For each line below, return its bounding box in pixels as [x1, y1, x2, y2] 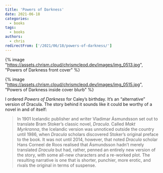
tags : [5, 25, 16, 30]
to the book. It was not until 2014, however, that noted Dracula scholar [17, 137, 158, 142]
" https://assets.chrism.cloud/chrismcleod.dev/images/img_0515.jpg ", [5, 81, 143, 87]
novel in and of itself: [5, 106, 47, 112]
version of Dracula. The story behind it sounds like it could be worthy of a [5, 101, 152, 107]
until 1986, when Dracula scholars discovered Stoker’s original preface [17, 131, 159, 137]
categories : [5, 16, 29, 21]
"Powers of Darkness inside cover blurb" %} [5, 86, 94, 92]
